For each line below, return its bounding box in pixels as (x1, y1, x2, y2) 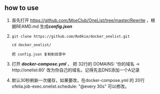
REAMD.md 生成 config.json (16, 23, 73, 29)
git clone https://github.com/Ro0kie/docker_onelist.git (11, 34, 130, 39)
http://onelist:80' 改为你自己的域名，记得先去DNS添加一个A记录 (11, 67, 140, 73)
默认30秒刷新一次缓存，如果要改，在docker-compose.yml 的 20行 (11, 77, 145, 83)
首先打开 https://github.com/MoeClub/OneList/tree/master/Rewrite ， (11, 17, 151, 23)
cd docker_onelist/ (11, 42, 52, 47)
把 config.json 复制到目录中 (11, 52, 66, 57)
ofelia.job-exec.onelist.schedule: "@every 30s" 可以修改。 (11, 83, 130, 89)
